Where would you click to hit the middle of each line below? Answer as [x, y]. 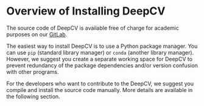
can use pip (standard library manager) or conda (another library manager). [100, 52]
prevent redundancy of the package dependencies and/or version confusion [102, 65]
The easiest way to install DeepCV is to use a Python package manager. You [102, 46]
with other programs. [33, 71]
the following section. [33, 96]
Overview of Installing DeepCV [86, 11]
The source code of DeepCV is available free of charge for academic [93, 28]
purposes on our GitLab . [37, 34]
